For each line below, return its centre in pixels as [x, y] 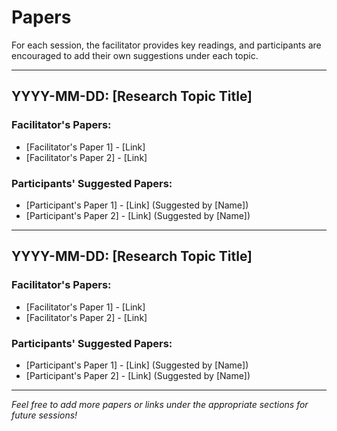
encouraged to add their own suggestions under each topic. [135, 55]
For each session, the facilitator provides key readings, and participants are [166, 45]
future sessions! [44, 415]
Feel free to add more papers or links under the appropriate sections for [160, 404]
